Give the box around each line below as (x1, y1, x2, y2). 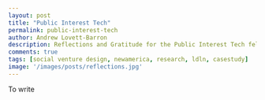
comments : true (8, 48, 58, 56)
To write (8, 84, 35, 94)
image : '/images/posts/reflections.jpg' (8, 63, 144, 71)
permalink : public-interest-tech (8, 26, 118, 34)
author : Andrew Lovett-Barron (8, 33, 108, 42)
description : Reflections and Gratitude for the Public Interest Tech (8, 41, 245, 49)
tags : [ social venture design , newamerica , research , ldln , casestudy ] (8, 56, 248, 64)
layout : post (8, 11, 51, 20)
